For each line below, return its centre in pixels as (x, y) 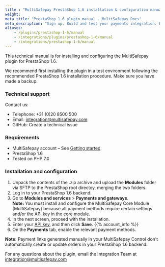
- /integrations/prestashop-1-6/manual (55, 42)
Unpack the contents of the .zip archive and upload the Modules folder (84, 182)
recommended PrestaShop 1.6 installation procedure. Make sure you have (80, 76)
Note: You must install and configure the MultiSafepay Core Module (81, 203)
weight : (13, 14)
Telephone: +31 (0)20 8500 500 (44, 114)
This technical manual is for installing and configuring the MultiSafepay (77, 56)
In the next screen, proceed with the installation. (61, 219)
